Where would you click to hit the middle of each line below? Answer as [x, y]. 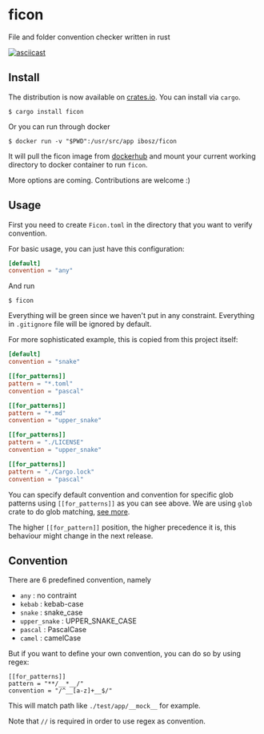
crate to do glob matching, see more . [69, 511]
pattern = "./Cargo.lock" [51, 472]
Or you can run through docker [59, 127]
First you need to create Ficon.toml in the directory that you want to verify [130, 224]
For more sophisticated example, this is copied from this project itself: [123, 340]
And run [22, 286]
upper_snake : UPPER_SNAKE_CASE [78, 621]
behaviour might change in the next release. [81, 535]
